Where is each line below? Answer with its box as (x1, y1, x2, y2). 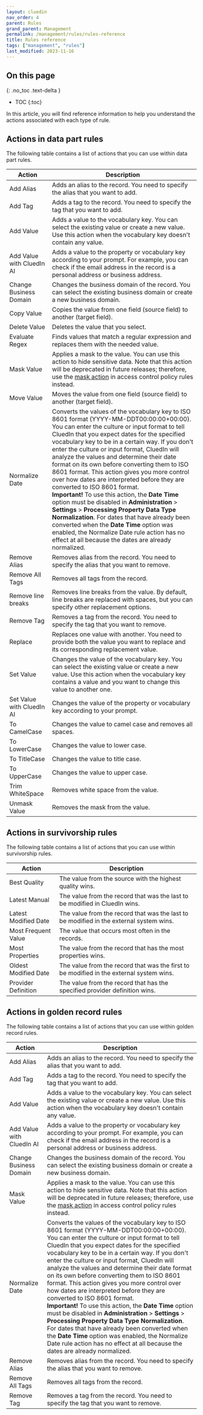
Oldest (9, 961, 28, 970)
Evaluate (9, 333, 34, 341)
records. (59, 934, 83, 943)
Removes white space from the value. (51, 786, 159, 795)
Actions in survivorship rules (6, 827, 118, 837)
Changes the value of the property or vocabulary (51, 699, 190, 707)
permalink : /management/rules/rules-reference (6, 31, 126, 37)
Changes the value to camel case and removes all (51, 720, 193, 729)
